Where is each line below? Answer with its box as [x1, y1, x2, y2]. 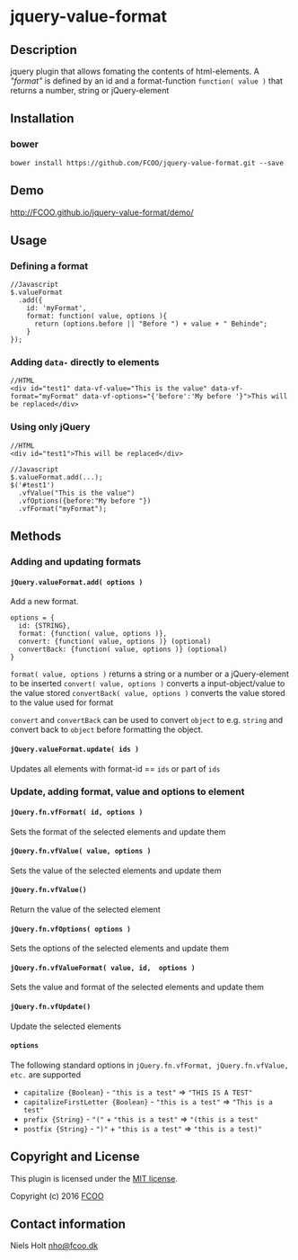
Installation [10, 111, 74, 127]
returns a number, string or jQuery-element [10, 85, 170, 95]
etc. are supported [10, 1068, 82, 1080]
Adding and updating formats [10, 556, 142, 568]
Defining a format [10, 259, 89, 272]
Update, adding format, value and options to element [10, 785, 245, 798]
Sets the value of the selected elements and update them [10, 865, 222, 876]
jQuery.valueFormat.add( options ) [10, 577, 144, 586]
